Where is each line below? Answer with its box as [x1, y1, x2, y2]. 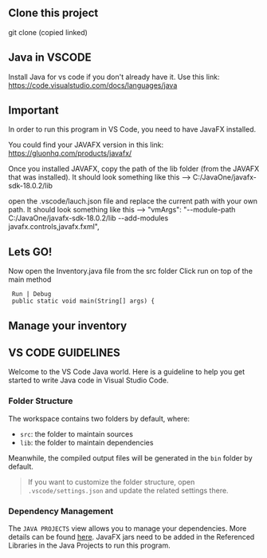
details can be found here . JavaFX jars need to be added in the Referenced [8, 532, 255, 542]
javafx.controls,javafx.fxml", [8, 222, 100, 232]
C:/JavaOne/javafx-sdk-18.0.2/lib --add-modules [8, 213, 169, 223]
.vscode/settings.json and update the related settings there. [27, 485, 229, 495]
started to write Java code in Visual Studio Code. [8, 375, 169, 386]
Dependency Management [8, 505, 114, 516]
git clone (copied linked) [8, 27, 88, 37]
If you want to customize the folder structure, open [27, 477, 195, 486]
